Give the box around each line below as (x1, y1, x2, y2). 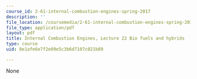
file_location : (6, 19, 43, 25)
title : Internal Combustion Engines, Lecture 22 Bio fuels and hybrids (6, 35, 185, 41)
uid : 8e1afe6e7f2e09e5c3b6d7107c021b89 (6, 46, 104, 52)
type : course (6, 41, 38, 47)
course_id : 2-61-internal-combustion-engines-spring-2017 (6, 8, 151, 15)
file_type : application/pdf (6, 24, 75, 31)
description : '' (6, 14, 46, 20)
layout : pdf (6, 30, 35, 36)
